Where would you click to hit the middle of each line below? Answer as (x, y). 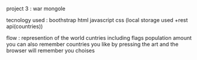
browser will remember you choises (51, 50)
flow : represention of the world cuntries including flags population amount (99, 38)
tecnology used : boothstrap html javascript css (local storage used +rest (97, 20)
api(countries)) (25, 26)
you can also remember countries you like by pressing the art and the (92, 44)
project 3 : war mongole (36, 9)
